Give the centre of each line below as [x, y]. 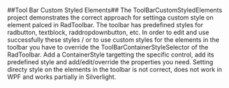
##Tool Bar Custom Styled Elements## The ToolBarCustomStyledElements [115, 10]
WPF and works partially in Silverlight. [62, 77]
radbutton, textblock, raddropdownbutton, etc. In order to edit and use [108, 32]
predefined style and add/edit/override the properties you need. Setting [110, 62]
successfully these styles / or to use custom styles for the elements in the [113, 40]
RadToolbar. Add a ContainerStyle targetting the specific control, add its [111, 54]
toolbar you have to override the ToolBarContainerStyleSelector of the [108, 47]
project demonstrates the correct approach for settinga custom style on [111, 17]
